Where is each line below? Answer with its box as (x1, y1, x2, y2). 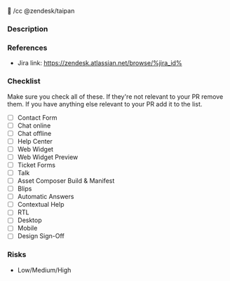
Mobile (17, 224, 38, 233)
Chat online (17, 121, 51, 130)
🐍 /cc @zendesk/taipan (7, 7, 75, 15)
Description (7, 24, 48, 34)
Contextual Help (17, 200, 65, 209)
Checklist (7, 76, 41, 86)
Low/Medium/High (17, 266, 72, 274)
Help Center (17, 137, 53, 145)
